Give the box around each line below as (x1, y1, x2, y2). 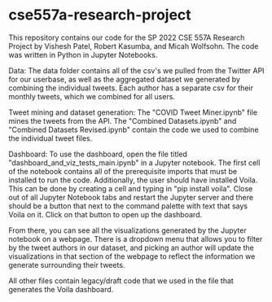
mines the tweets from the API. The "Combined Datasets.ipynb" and (8, 116, 237, 125)
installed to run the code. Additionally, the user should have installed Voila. (8, 175, 258, 185)
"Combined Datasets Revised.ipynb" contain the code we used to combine (8, 125, 259, 134)
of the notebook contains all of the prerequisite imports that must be (8, 166, 238, 176)
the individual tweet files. (8, 133, 93, 143)
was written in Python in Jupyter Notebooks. (8, 50, 158, 59)
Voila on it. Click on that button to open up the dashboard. (8, 209, 202, 219)
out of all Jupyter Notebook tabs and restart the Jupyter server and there (8, 192, 254, 202)
